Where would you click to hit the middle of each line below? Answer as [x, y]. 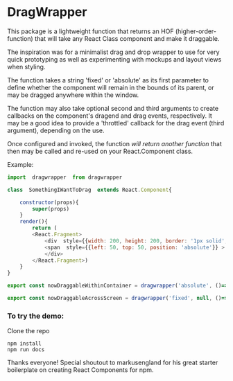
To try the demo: [36, 316]
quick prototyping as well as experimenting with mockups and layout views [114, 59]
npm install [24, 344]
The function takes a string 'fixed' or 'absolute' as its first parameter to [108, 80]
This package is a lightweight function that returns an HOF [91, 31]
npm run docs [26, 350]
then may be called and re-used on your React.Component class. [100, 151]
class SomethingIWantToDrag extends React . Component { [89, 190]
